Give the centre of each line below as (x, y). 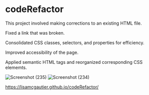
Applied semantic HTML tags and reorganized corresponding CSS (74, 62)
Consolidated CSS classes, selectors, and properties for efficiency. (75, 42)
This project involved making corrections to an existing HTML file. (74, 23)
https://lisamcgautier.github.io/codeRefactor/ (52, 87)
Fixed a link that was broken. (35, 33)
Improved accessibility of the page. (42, 52)
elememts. (16, 67)
